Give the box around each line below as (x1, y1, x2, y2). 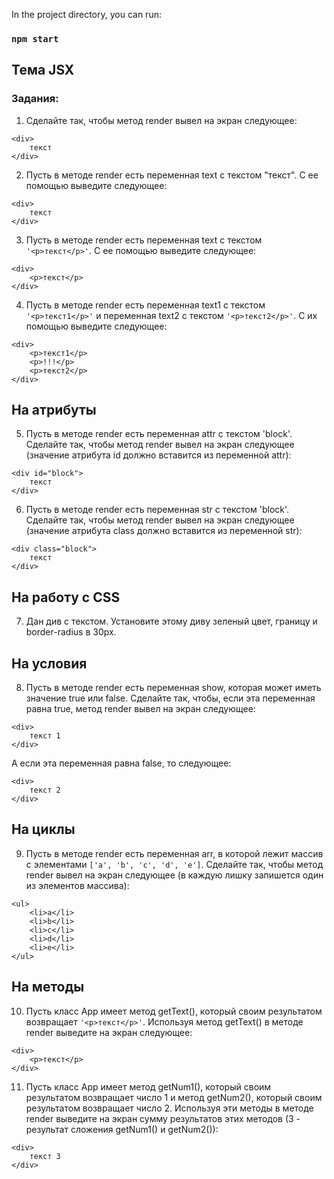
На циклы (11, 821, 76, 838)
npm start (11, 33, 59, 44)
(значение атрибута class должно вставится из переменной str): (25, 525, 303, 537)
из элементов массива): (25, 879, 130, 891)
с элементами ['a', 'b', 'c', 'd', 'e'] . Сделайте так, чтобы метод (25, 858, 324, 870)
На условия (11, 655, 88, 672)
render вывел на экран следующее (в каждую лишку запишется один (25, 869, 324, 881)
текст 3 (29, 1151, 61, 1161)
